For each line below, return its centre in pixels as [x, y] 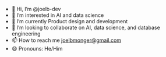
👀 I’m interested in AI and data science [58, 15]
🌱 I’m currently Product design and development [70, 21]
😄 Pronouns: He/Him [37, 49]
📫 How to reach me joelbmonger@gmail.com [66, 40]
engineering [26, 34]
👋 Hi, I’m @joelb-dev [36, 9]
